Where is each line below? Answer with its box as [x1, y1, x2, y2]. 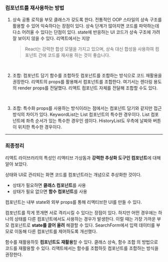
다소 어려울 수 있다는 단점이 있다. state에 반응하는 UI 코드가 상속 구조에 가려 [12, 29, 160, 35]
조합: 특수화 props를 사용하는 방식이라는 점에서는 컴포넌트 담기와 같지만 [12, 105, 152, 111]
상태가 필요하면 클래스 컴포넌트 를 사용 [12, 182, 86, 188]
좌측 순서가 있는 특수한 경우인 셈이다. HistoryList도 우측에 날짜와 [25, 118, 152, 124]
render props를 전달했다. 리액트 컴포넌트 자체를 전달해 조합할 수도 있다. [17, 85, 158, 91]
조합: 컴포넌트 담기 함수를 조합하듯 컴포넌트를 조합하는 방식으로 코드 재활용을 [12, 72, 162, 78]
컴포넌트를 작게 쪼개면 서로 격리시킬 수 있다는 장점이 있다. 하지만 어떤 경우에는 [5, 210, 157, 216]
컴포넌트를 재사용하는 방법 [5, 4, 64, 11]
